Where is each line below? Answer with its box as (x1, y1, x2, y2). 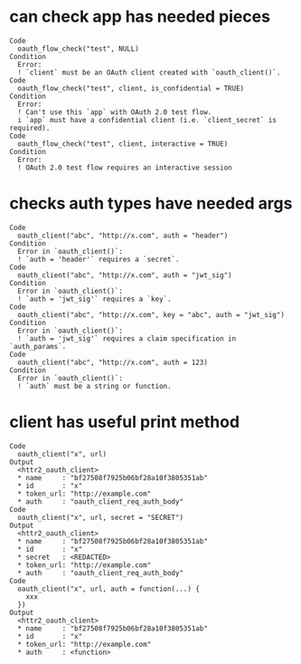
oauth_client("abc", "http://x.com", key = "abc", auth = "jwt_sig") (17, 310, 285, 319)
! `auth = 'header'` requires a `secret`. (17, 255, 180, 264)
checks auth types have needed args (9, 193, 293, 214)
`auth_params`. (9, 342, 67, 351)
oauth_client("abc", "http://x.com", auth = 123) (17, 358, 208, 367)
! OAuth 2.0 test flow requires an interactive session (17, 163, 232, 172)
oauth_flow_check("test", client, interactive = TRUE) (17, 139, 229, 149)
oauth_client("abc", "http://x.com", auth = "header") (17, 231, 229, 240)
